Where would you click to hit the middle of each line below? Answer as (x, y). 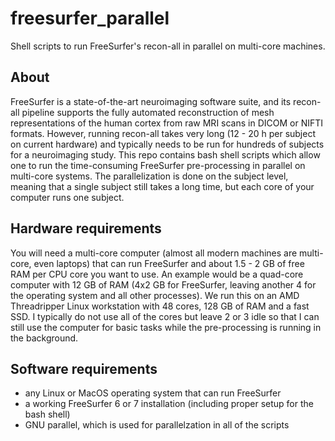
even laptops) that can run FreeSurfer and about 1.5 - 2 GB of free (169, 263)
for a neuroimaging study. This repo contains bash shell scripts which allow (165, 154)
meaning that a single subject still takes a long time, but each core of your (162, 186)
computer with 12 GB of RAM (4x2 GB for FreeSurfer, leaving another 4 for (163, 284)
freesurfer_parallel (90, 18)
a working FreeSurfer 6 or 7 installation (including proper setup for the (169, 404)
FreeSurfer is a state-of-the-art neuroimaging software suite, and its (151, 101)
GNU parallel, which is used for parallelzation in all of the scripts (157, 425)
